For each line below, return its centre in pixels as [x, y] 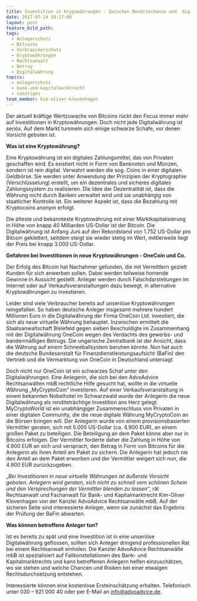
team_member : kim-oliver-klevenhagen [52, 99]
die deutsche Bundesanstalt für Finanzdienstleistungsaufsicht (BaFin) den [95, 353]
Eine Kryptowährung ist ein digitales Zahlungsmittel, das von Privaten [90, 157]
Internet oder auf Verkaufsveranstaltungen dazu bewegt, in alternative [91, 285]
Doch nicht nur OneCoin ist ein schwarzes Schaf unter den [77, 371]
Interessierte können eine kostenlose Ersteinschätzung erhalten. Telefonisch [98, 585]
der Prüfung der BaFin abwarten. [46, 513]
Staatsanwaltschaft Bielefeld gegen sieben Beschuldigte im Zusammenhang [98, 328]
